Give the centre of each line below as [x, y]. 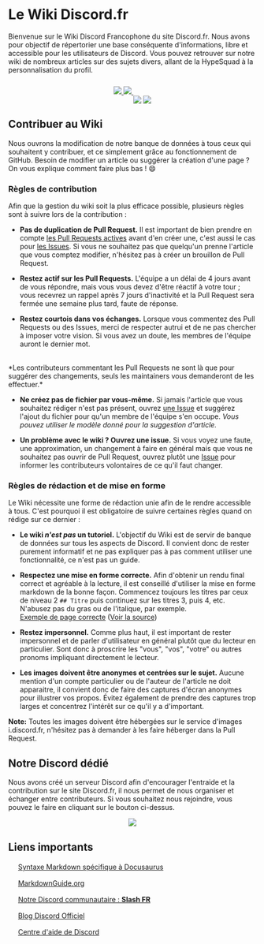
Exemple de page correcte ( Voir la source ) [88, 618]
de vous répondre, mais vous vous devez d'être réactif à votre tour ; [130, 287]
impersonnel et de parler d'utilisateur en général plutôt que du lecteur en [138, 641]
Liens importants [51, 847]
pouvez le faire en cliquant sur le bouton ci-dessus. [91, 808]
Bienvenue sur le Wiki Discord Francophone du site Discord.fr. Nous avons [129, 36]
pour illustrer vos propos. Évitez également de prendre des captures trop [138, 698]
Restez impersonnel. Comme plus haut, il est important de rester [125, 632]
